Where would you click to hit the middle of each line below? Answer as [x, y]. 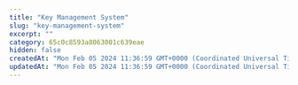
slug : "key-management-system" [67, 26]
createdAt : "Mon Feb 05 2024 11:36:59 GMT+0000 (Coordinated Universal [144, 58]
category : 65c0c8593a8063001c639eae [77, 42]
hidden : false [35, 50]
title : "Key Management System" [69, 17]
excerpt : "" [31, 34]
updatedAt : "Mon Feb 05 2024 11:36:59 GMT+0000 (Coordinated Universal [144, 67]
